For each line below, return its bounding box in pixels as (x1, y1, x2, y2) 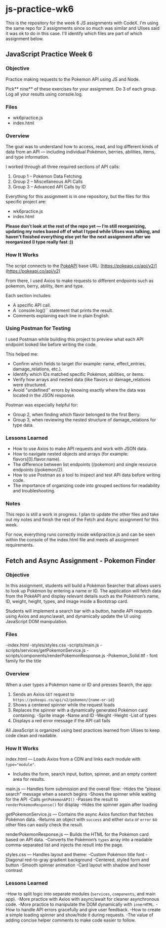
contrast (5, 867, 23, 873)
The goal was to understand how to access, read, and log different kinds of (5, 144, 159, 150)
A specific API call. (12, 302, 51, 308)
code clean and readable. (5, 732, 58, 738)
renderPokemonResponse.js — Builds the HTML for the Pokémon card (5, 831, 149, 837)
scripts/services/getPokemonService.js (5, 647, 86, 653)
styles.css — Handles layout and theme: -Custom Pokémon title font (5, 851, 145, 857)
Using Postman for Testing (5, 325, 71, 332)
